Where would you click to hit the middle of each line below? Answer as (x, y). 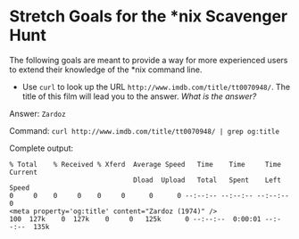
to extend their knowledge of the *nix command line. (106, 70)
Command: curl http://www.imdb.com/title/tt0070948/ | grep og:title (144, 130)
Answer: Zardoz (37, 113)
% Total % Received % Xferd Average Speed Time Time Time (145, 164)
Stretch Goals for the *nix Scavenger (149, 16)
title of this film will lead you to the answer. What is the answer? (139, 96)
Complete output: (42, 148)
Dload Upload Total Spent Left (207, 180)
